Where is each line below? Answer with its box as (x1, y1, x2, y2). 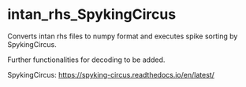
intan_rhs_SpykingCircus (7, 5, 177, 24)
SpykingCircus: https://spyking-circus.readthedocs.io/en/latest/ (7, 70, 214, 79)
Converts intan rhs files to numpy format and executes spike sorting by (7, 31, 238, 41)
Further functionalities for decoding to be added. (7, 55, 166, 64)
